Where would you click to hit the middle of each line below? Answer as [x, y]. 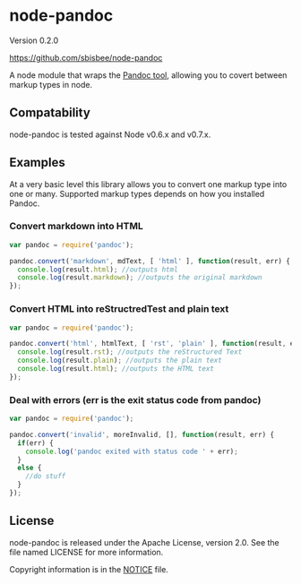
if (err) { [35, 443]
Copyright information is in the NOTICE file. [89, 569]
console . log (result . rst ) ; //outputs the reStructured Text [130, 352]
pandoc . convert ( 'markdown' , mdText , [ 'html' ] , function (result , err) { [150, 261]
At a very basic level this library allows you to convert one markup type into [148, 184]
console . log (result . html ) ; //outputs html [98, 270]
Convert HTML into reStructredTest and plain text [119, 309]
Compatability [50, 113]
